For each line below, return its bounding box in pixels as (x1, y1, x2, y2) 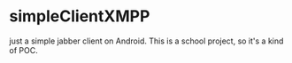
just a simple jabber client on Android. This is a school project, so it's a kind (9, 35, 284, 46)
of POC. (9, 44, 38, 55)
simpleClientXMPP (9, 6, 150, 27)
